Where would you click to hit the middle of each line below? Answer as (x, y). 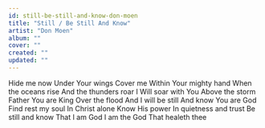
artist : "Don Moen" (41, 30)
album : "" (25, 38)
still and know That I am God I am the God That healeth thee (108, 117)
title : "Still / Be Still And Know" (69, 23)
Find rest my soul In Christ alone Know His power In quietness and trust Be (132, 108)
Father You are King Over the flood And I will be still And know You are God (132, 100)
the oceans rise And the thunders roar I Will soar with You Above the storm (132, 91)
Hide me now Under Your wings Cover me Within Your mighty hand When (130, 83)
